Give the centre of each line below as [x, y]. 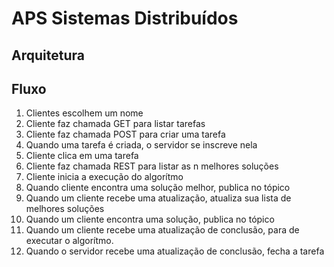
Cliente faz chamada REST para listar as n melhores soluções [152, 166]
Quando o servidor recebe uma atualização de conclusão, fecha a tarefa [175, 251]
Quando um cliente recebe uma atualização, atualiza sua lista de [158, 198]
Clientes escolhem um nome [84, 113]
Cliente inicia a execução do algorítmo [104, 177]
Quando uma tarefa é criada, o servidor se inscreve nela [141, 145]
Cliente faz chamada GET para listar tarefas [115, 124]
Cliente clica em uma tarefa [82, 156]
